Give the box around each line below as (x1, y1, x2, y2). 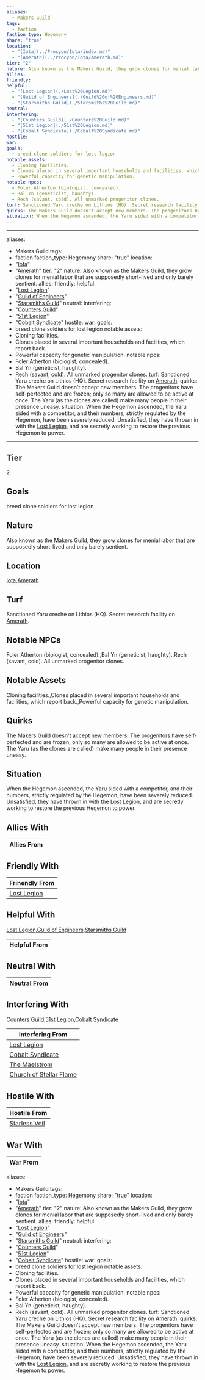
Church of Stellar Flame (9, 1070, 77, 1078)
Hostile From (9, 1109, 48, 1118)
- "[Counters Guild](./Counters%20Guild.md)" (12, 117, 130, 123)
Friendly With (6, 861, 59, 871)
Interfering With (6, 999, 69, 1010)
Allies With (6, 822, 49, 833)
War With (6, 1140, 43, 1151)
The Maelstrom (9, 1060, 53, 1069)
